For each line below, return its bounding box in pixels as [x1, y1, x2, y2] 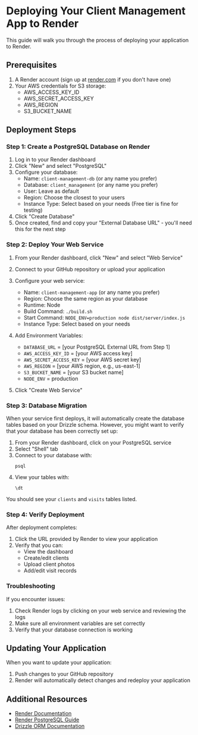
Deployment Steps [6, 125, 76, 135]
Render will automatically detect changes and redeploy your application [14, 677, 190, 684]
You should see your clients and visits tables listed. [6, 496, 137, 503]
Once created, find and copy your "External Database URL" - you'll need [14, 219, 192, 227]
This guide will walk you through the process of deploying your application [6, 36, 189, 43]
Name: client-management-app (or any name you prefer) [23, 289, 160, 296]
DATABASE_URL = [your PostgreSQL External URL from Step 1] [23, 343, 171, 351]
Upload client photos [23, 561, 76, 568]
